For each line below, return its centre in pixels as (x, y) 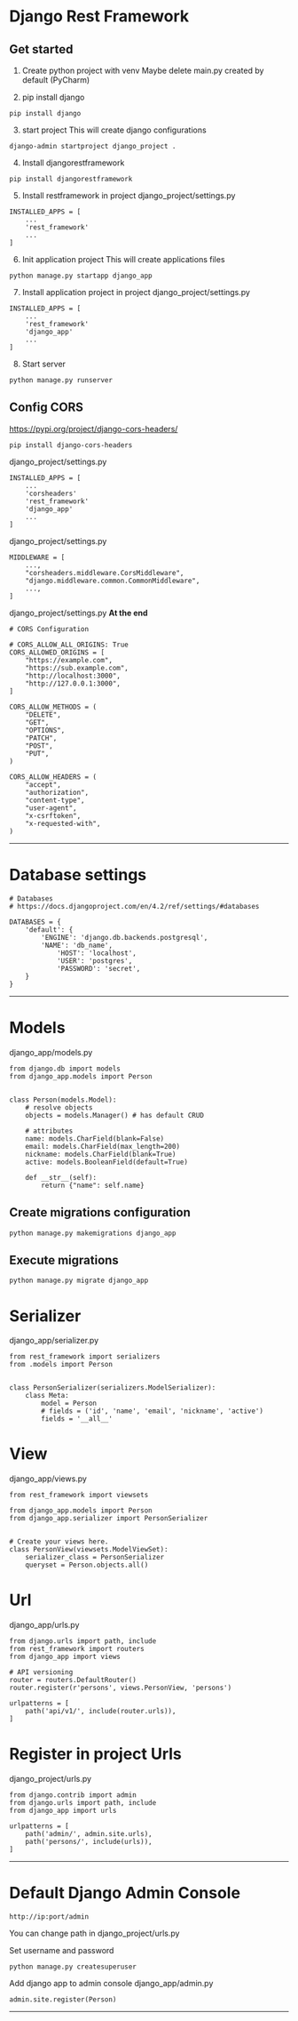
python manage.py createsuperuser (73, 1967)
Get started (41, 49)
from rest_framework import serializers (85, 1357)
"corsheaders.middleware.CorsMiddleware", (105, 573)
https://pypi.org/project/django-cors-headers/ (94, 429)
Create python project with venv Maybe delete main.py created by (143, 70)
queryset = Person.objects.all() (87, 1565)
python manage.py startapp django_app (81, 276)
